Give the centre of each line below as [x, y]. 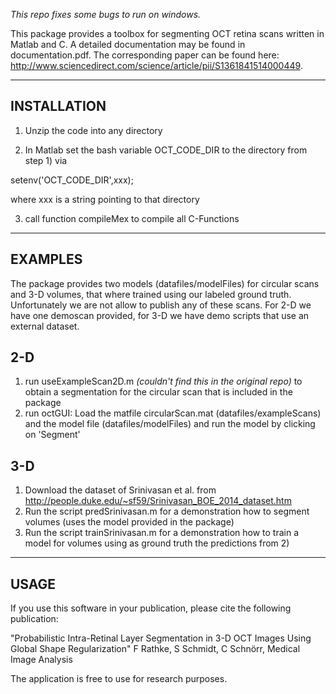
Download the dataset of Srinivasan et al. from [120, 490]
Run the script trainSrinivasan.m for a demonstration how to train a [162, 533]
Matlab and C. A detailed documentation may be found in [128, 44]
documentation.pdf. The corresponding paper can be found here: [145, 55]
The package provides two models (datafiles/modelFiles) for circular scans [165, 283]
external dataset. [45, 326]
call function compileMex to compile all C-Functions [132, 218]
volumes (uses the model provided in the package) [129, 522]
